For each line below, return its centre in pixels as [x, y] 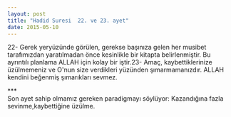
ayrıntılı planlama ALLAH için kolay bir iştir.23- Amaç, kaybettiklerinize [110, 62]
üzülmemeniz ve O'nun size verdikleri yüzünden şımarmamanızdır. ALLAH [116, 70]
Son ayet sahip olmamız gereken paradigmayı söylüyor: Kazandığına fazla [115, 99]
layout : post [27, 14]
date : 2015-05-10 [33, 27]
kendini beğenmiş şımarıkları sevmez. [62, 77]
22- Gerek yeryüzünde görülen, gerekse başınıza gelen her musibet [107, 48]
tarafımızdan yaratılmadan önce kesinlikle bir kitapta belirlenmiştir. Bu [109, 55]
